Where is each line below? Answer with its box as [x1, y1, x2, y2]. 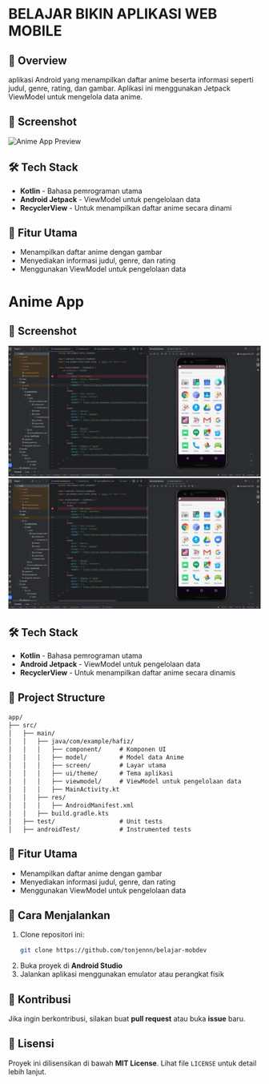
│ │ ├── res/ [8, 793, 66, 801]
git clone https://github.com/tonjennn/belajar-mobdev [19, 946, 207, 954]
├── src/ [8, 721, 38, 729]
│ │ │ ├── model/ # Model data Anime [8, 753, 184, 761]
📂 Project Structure [8, 691, 106, 705]
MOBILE [8, 22, 62, 40]
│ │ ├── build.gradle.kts [8, 809, 110, 817]
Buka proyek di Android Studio [19, 961, 122, 970]
